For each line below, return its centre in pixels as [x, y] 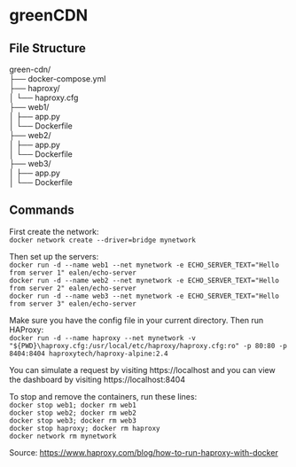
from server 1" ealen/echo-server [73, 272]
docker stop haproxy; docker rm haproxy [85, 428]
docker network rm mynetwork [63, 436]
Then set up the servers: [54, 256]
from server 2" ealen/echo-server [73, 288]
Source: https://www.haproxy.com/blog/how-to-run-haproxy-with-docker [144, 452]
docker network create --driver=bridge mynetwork [103, 240]
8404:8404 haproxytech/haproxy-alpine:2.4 [89, 354]
